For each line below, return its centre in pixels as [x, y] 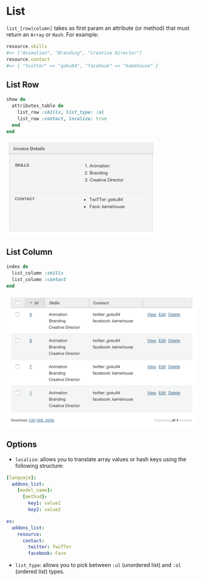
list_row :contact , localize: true [62, 119]
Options [22, 444]
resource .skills [27, 46]
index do [17, 267]
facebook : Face [47, 554]
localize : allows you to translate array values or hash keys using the [101, 459]
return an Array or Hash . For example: [52, 34]
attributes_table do [38, 106]
